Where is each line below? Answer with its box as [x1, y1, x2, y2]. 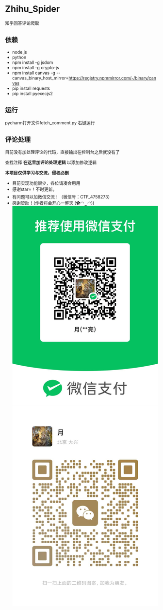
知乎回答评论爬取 [5, 20, 39, 26]
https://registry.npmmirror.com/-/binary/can [68, 75, 157, 81]
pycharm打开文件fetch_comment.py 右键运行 [5, 119, 95, 125]
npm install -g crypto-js [12, 64, 60, 70]
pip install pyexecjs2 [12, 90, 53, 96]
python [12, 54, 27, 60]
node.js [12, 49, 28, 55]
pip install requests [12, 85, 50, 91]
